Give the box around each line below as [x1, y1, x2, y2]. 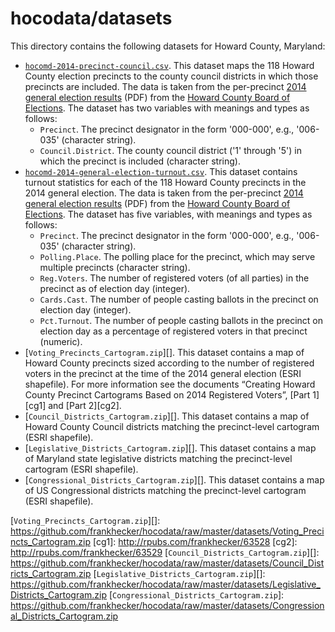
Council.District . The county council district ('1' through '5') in [39, 144, 302, 156]
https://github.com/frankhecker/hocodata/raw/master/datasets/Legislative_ [10, 578, 321, 590]
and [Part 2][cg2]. [48, 399, 122, 411]
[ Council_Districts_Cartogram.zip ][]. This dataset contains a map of [24, 410, 310, 422]
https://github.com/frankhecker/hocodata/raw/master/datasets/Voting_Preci [10, 525, 325, 537]
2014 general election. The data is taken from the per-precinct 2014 [24, 187, 304, 199]
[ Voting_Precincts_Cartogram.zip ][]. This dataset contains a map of [24, 346, 305, 358]
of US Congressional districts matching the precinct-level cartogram [24, 484, 307, 496]
